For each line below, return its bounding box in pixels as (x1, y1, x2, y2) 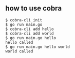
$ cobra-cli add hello (5, 26, 54, 32)
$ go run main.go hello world (5, 44, 70, 49)
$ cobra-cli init (5, 17, 43, 22)
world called (5, 48, 33, 54)
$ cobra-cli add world (5, 31, 54, 36)
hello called (5, 40, 33, 45)
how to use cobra (5, 4, 62, 13)
